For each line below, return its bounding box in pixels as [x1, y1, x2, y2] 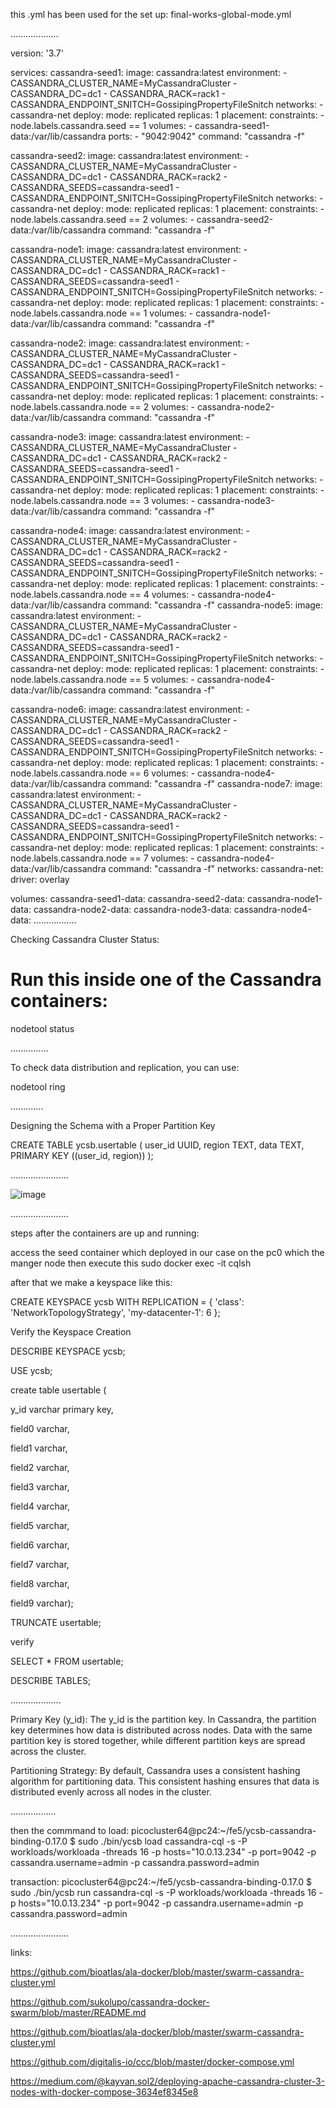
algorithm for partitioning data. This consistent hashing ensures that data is [10, 1775, 320, 1787]
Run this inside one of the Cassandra [10, 969, 322, 991]
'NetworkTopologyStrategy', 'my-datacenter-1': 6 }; [10, 1306, 221, 1318]
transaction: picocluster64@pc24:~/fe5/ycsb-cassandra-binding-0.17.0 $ [10, 1875, 313, 1888]
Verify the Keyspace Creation [10, 1325, 132, 1338]
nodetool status [10, 1022, 75, 1034]
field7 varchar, [10, 1558, 70, 1570]
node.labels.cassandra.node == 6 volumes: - [10, 767, 196, 779]
